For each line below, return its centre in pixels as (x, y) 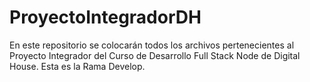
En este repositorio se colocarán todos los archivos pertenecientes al (152, 45)
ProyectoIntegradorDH (105, 17)
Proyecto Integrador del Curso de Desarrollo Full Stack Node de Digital (155, 55)
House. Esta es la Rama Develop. (77, 66)
